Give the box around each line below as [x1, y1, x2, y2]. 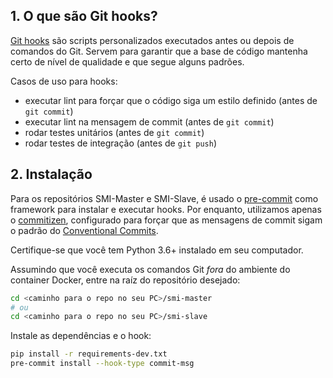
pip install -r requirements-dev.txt [10, 349, 168, 359]
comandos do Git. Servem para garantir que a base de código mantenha [10, 45, 308, 57]
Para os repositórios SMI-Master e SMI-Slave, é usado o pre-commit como [10, 192, 319, 204]
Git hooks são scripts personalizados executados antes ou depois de [10, 34, 295, 46]
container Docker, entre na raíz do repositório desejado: [10, 274, 241, 286]
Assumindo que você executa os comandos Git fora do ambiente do [10, 263, 291, 275]
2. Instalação [10, 166, 93, 183]
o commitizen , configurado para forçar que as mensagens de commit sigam [10, 214, 323, 226]
